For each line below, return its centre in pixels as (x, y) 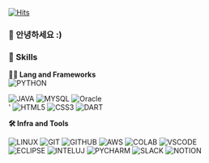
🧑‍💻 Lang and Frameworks (52, 75)
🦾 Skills (23, 56)
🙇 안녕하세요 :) (35, 35)
